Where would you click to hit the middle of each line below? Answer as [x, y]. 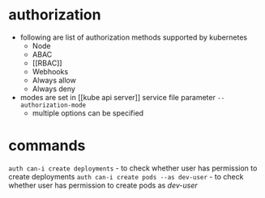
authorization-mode [53, 105]
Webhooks [50, 71]
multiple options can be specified [88, 113]
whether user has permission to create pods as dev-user [103, 185]
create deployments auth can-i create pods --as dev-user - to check [126, 176]
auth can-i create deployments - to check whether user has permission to [133, 168]
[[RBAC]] [47, 63]
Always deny [53, 88]
